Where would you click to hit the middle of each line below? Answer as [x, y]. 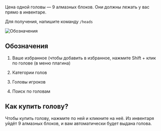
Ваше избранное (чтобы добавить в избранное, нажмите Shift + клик [84, 58]
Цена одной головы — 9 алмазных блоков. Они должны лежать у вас [77, 7]
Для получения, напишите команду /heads [49, 22]
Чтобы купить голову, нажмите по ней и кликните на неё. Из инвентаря [80, 118]
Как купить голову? [37, 106]
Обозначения [27, 46]
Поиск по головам [31, 91]
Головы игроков [29, 82]
